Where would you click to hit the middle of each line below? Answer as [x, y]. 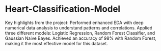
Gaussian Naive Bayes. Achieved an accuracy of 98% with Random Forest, [81, 38]
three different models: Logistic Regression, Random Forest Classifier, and [80, 33]
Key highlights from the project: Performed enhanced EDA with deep [74, 23]
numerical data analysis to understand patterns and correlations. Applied [79, 27]
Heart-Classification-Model [63, 9]
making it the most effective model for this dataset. [56, 43]
